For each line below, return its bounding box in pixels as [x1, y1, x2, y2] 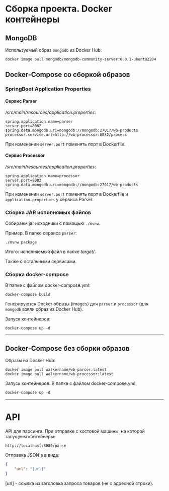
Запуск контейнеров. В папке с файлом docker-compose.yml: [5, 380, 137, 386]
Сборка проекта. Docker [5, 3, 112, 15]
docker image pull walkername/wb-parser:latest [5, 367, 107, 372]
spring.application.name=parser [5, 119, 73, 124]
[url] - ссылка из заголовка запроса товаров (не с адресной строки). [5, 480, 153, 486]
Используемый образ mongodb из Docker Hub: [5, 47, 102, 53]
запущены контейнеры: [5, 434, 55, 440]
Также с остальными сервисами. [5, 259, 77, 265]
